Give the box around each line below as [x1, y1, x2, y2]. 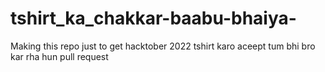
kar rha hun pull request [10, 50, 109, 62]
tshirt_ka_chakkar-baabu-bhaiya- [10, 7, 297, 30]
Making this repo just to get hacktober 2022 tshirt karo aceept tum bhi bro [10, 40, 316, 52]
